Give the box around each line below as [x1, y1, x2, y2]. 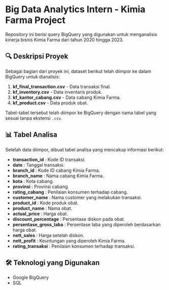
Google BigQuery [12, 274, 49, 281]
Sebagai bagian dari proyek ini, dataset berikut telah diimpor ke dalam [5, 68, 151, 74]
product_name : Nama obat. [12, 205, 73, 211]
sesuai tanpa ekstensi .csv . [5, 115, 62, 121]
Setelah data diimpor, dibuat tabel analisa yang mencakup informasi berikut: [5, 146, 164, 152]
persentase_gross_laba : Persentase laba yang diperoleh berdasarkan [12, 221, 161, 227]
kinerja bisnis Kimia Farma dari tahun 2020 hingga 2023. [5, 37, 124, 43]
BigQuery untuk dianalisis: [5, 73, 60, 80]
